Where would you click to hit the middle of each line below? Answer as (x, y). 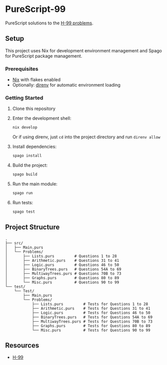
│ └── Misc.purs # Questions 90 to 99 (62, 282)
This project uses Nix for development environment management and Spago (83, 50)
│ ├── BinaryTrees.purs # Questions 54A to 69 (63, 269)
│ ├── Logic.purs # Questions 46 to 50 (62, 265)
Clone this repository (34, 109)
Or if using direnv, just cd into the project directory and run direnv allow (86, 137)
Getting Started (24, 98)
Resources (22, 345)
